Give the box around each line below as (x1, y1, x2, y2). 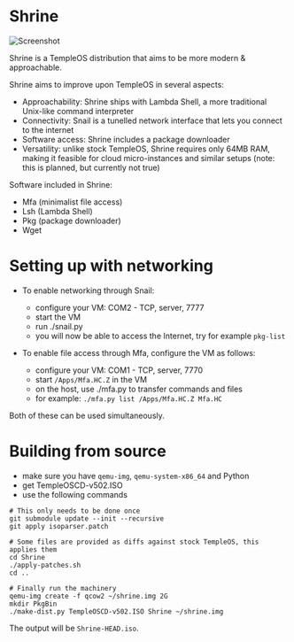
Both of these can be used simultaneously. (9, 410, 166, 421)
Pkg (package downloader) (21, 215, 121, 226)
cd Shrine (9, 553, 46, 561)
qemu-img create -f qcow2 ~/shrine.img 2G (9, 592, 168, 600)
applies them (9, 545, 58, 554)
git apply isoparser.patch (9, 522, 109, 530)
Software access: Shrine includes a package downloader (21, 134, 230, 144)
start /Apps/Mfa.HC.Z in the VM (35, 374, 148, 384)
